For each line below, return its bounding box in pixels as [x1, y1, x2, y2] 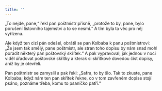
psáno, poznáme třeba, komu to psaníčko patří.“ [5, 80, 101, 86]
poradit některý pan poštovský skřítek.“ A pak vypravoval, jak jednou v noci [5, 50, 156, 56]
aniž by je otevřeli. [5, 61, 42, 66]
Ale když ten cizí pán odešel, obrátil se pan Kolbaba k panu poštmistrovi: [5, 40, 150, 46]
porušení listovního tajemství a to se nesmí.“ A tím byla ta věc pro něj [5, 25, 143, 31]
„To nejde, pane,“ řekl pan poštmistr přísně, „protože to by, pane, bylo [5, 20, 144, 26]
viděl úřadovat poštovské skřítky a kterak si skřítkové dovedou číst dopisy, [5, 55, 154, 61]
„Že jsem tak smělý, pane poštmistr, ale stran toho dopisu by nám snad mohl [5, 45, 158, 51]
